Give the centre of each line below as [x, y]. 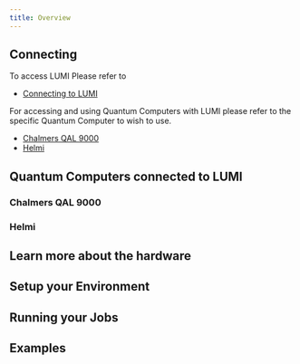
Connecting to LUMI [60, 94]
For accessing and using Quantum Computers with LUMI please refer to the [150, 111]
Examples [38, 348]
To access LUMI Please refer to [68, 76]
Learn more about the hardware [101, 256]
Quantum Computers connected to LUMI [126, 176]
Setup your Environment [80, 287]
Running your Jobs [64, 317]
